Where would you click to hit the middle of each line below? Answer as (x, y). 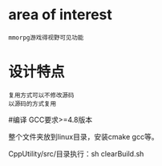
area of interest (60, 15)
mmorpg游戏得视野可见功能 (46, 38)
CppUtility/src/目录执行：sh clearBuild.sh (76, 153)
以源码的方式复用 (32, 103)
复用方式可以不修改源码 (41, 95)
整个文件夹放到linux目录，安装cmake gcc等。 (83, 136)
